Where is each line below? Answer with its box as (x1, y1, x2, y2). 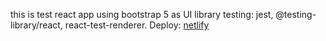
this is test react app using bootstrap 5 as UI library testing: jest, (10, 9, 274, 20)
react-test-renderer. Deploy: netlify (64, 19, 210, 31)
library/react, (10, 19, 63, 31)
